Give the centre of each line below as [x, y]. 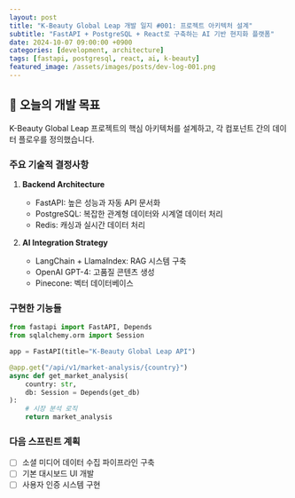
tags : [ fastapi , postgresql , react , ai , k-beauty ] [105, 59]
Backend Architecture [63, 184]
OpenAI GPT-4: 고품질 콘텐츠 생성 [95, 272]
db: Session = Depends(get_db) [83, 392]
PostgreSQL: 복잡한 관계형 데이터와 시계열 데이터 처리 [129, 213]
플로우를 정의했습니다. [56, 139]
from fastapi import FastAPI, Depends [81, 328]
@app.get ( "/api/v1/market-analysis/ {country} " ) [99, 368]
